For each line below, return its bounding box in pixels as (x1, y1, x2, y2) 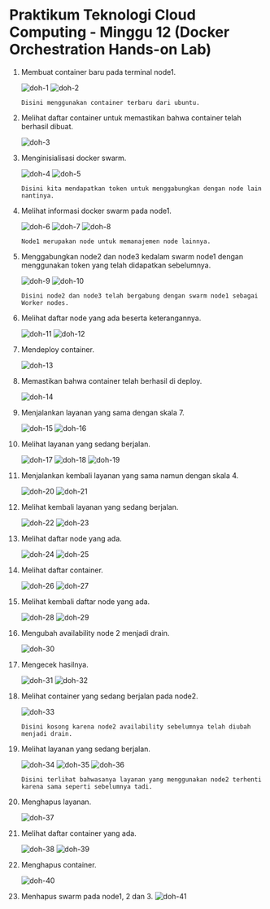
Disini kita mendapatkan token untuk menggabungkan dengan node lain (20, 185, 263, 193)
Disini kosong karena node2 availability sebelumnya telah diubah (20, 722, 251, 731)
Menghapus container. (20, 859, 97, 869)
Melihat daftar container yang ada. (20, 828, 137, 838)
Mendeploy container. (20, 344, 94, 354)
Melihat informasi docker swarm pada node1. (20, 206, 172, 215)
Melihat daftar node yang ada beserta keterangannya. (20, 313, 202, 323)
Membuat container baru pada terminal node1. (20, 67, 176, 76)
